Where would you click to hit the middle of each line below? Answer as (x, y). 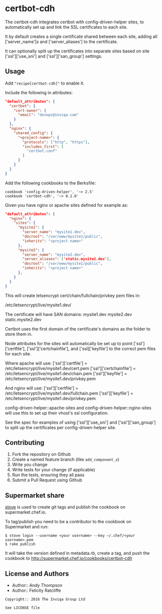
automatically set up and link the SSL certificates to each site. (66, 27)
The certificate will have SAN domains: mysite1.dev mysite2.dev (68, 314)
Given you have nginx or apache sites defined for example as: (66, 205)
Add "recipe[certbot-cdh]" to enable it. (45, 83)
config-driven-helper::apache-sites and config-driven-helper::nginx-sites (78, 408)
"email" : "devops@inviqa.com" (48, 115)
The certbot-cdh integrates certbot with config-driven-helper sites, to (74, 22)
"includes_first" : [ (43, 147)
